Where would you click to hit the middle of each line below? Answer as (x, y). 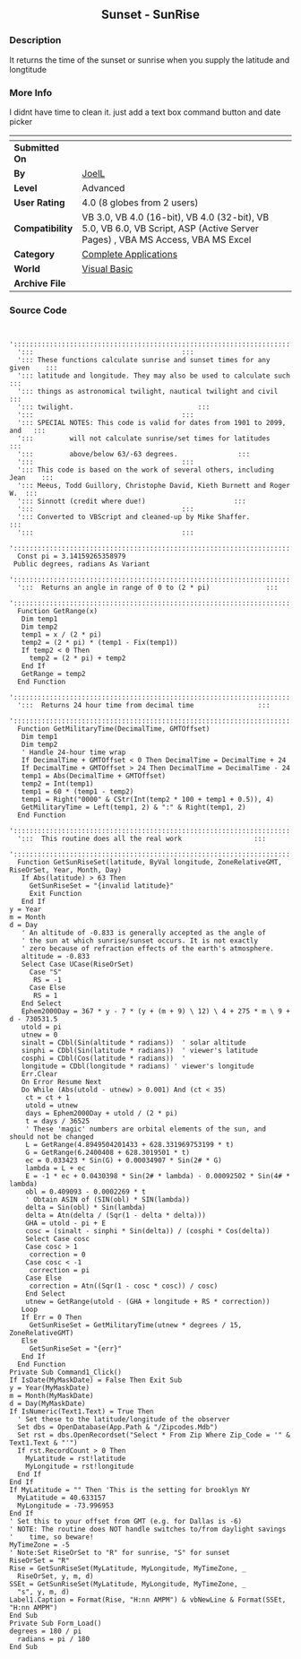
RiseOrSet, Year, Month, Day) (66, 870)
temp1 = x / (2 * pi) (61, 635)
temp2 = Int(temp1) (57, 784)
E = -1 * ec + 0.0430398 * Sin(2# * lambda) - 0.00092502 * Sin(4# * (158, 1177)
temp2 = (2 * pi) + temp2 (77, 658)
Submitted (37, 147)
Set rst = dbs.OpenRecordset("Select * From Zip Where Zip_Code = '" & (154, 1435)
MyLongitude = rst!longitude (80, 1467)
